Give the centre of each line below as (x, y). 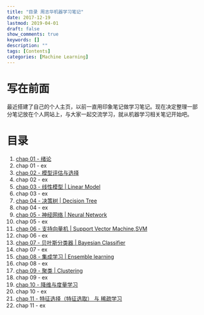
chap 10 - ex (31, 291)
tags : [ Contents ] (29, 51)
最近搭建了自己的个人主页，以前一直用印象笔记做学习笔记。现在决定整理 (97, 106)
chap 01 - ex (31, 165)
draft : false (23, 29)
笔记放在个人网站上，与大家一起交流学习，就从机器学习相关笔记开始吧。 (102, 114)
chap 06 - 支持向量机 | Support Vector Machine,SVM (81, 229)
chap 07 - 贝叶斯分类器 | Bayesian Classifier (71, 242)
